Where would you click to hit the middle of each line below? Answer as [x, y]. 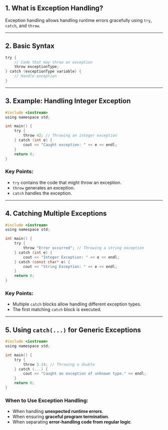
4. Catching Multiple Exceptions [56, 214]
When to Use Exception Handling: [47, 400]
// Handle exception [35, 76]
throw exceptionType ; [36, 67]
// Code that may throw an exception [53, 62]
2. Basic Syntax [30, 46]
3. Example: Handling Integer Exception [68, 101]
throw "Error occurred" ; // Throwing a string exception [83, 248]
